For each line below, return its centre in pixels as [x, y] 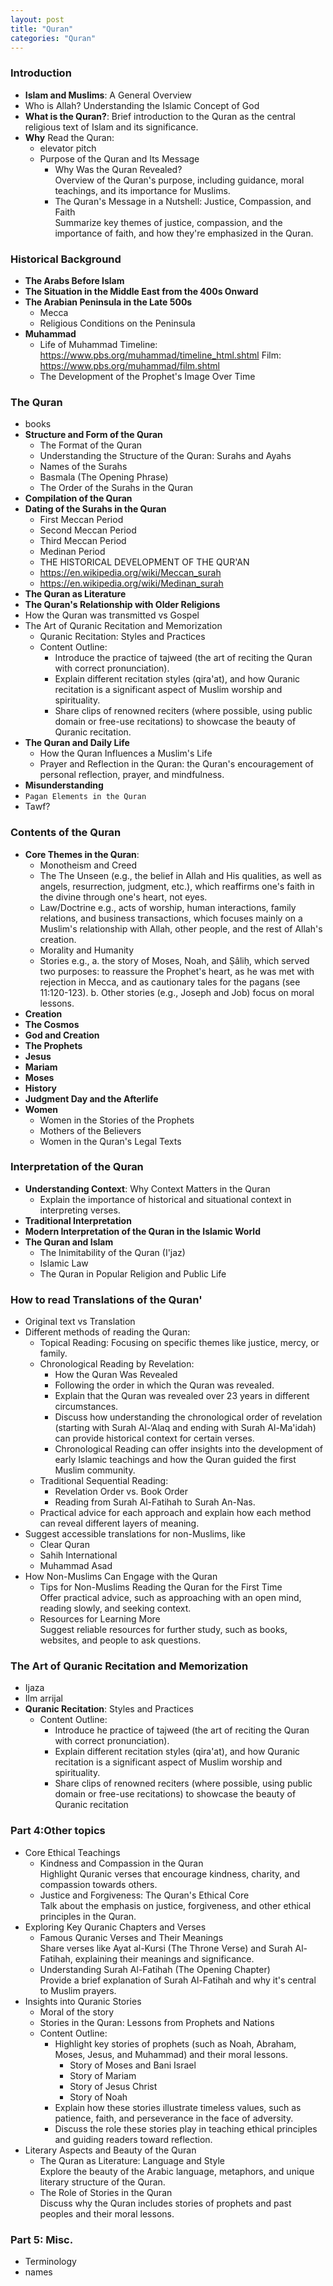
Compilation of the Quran [78, 498]
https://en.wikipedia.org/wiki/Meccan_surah [130, 573]
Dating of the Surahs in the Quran [95, 509]
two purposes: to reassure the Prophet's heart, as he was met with [177, 971]
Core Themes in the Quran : [82, 854]
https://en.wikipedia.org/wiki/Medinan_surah [131, 583]
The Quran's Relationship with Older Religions [122, 605]
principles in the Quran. [88, 1916]
